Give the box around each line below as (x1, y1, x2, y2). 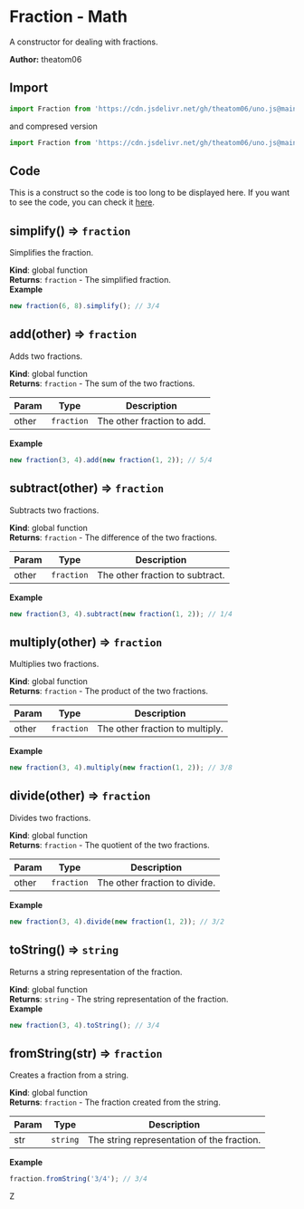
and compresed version (9, 121, 98, 131)
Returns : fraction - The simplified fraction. (9, 275, 172, 285)
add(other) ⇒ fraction (9, 326, 138, 342)
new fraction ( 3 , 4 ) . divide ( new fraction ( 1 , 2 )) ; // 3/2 (9, 917, 224, 926)
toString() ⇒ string (9, 943, 119, 958)
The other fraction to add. (97, 414, 206, 427)
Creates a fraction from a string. (9, 1069, 129, 1080)
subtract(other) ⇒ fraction (9, 480, 165, 496)
